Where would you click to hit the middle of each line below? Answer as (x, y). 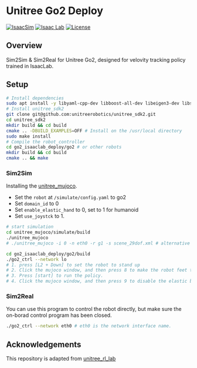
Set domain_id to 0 (37, 203)
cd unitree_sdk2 (26, 120)
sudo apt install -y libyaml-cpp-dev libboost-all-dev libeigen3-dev (93, 103)
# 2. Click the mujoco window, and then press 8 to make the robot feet (97, 270)
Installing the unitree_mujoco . (42, 186)
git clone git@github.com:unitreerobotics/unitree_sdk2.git (81, 115)
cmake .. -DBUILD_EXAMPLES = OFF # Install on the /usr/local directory (94, 131)
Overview (24, 46)
